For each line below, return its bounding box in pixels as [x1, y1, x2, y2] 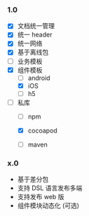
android [27, 74, 50, 82]
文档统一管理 [17, 22, 55, 30]
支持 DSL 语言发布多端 [17, 184, 83, 192]
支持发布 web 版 [17, 193, 64, 201]
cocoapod [27, 126, 57, 135]
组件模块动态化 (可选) [17, 201, 79, 210]
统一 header [17, 30, 53, 39]
